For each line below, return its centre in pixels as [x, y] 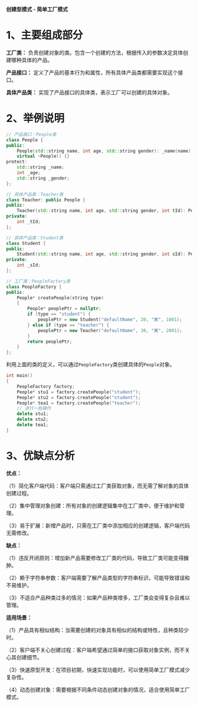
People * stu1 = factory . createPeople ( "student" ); [79, 392]
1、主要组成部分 [45, 35]
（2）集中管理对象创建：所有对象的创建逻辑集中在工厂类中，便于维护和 [93, 505]
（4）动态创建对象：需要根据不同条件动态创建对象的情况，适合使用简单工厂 [98, 690]
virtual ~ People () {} [43, 156]
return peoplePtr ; [50, 342]
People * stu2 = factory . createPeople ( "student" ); [79, 397]
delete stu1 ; [33, 414]
